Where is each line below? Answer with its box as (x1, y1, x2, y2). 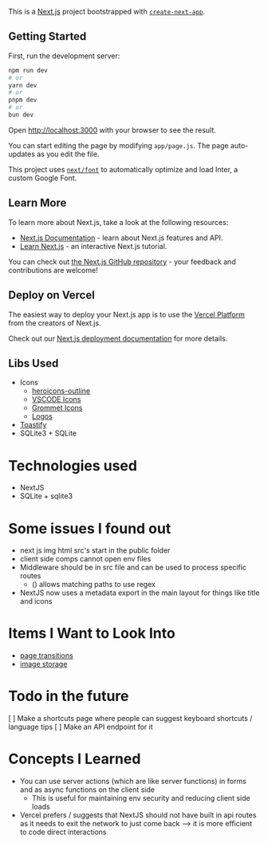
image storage (19, 660, 68, 669)
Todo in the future (8, 687, 129, 705)
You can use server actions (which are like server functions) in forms (19, 777, 247, 786)
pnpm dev (8, 96, 37, 104)
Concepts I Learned (8, 750, 141, 768)
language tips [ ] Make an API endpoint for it (8, 722, 153, 732)
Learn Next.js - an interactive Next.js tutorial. (19, 241, 167, 250)
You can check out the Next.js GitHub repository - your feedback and (8, 257, 237, 266)
